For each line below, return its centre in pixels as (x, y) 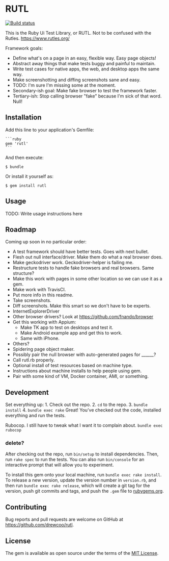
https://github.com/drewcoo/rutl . (40, 525)
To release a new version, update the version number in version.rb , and (81, 480)
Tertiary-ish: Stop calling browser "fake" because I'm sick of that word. (87, 96)
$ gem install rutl (26, 186)
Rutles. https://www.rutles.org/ (37, 38)
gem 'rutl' (17, 143)
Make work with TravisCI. (39, 290)
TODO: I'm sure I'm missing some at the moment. (64, 85)
